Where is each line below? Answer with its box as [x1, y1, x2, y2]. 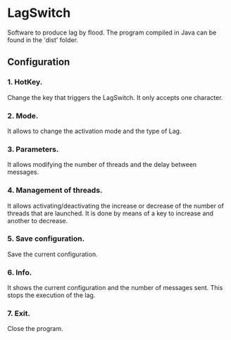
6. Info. [7, 267, 32, 277]
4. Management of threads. [7, 185, 103, 195]
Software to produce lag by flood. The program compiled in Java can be [7, 28, 217, 37]
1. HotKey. [7, 77, 43, 87]
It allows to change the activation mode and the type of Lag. [7, 127, 182, 135]
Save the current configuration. [7, 250, 98, 258]
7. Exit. [7, 308, 30, 318]
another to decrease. [7, 216, 68, 225]
